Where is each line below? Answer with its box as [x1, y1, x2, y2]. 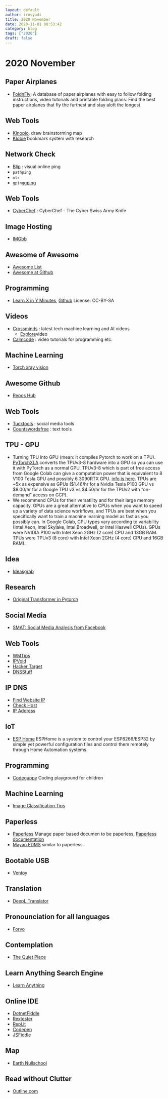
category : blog [5, 26, 37, 31]
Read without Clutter [5, 1075, 72, 1083]
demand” [12, 492, 32, 498]
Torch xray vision [12, 364, 49, 370]
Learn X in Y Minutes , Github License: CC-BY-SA [12, 297, 115, 303]
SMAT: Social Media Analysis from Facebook [12, 624, 106, 631]
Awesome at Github [12, 269, 53, 275]
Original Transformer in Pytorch [12, 596, 78, 603]
